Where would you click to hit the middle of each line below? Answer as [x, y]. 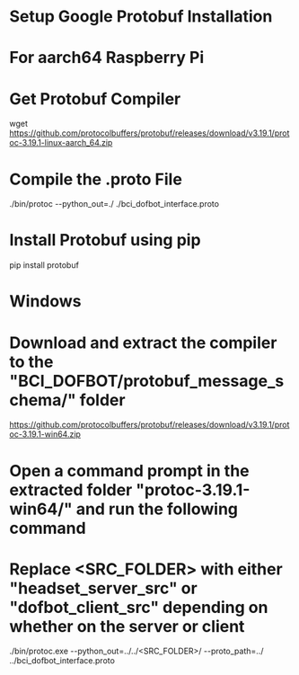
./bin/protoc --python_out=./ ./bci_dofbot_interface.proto [114, 204]
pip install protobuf [44, 265]
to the [31, 362]
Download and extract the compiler [143, 342]
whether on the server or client [127, 626]
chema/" [43, 400]
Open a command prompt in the [129, 471]
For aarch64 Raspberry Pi [107, 58]
